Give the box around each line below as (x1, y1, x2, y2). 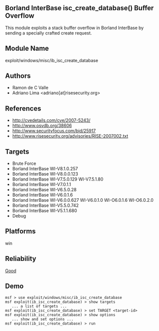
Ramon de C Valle (12, 85, 49, 91)
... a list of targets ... (11, 303, 67, 309)
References (5, 104, 41, 112)
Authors (5, 72, 31, 80)
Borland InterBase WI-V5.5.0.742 (12, 202, 79, 209)
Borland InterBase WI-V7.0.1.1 (12, 182, 71, 187)
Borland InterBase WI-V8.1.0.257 (12, 166, 78, 172)
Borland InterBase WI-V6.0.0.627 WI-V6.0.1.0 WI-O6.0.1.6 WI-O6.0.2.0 (12, 197, 154, 203)
